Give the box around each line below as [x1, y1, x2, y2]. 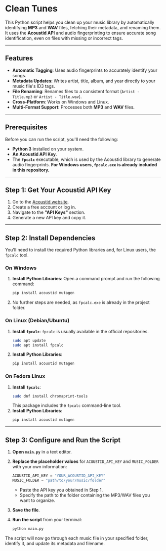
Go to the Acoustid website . [12, 199, 69, 205]
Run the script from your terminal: [12, 516, 83, 522]
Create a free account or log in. [12, 204, 76, 210]
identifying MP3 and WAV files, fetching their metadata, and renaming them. [5, 24, 161, 30]
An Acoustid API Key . [12, 151, 57, 157]
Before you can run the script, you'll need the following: [5, 136, 119, 142]
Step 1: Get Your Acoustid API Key [5, 186, 111, 194]
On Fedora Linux [5, 373, 45, 380]
